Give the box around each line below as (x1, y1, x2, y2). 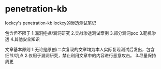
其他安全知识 (14, 36, 40, 42)
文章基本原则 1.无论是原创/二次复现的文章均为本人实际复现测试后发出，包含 (5, 46, 155, 52)
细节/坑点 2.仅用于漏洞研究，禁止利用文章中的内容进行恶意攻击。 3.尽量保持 (5, 52, 156, 58)
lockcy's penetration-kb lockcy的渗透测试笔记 (5, 20, 97, 26)
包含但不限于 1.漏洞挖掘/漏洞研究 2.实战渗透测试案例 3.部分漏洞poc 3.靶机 (5, 30, 152, 36)
